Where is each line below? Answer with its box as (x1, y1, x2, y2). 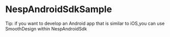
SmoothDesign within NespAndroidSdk (5, 25, 87, 31)
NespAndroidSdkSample (5, 4, 112, 15)
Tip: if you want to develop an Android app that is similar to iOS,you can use (5, 20, 165, 26)
